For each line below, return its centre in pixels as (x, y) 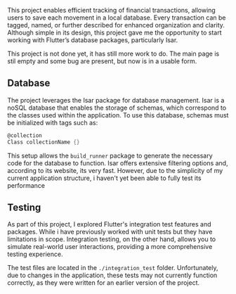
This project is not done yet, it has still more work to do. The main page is (113, 53)
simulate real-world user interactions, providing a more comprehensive (110, 247)
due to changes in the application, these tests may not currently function (112, 275)
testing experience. (35, 254)
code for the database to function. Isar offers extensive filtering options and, (118, 163)
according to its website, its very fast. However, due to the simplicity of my (115, 170)
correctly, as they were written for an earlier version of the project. (104, 283)
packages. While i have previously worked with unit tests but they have (110, 232)
